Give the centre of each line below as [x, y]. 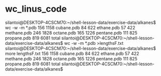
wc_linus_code [36, 9]
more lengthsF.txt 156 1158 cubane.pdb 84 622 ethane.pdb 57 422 [72, 53]
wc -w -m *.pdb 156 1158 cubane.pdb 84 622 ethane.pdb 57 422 [70, 27]
